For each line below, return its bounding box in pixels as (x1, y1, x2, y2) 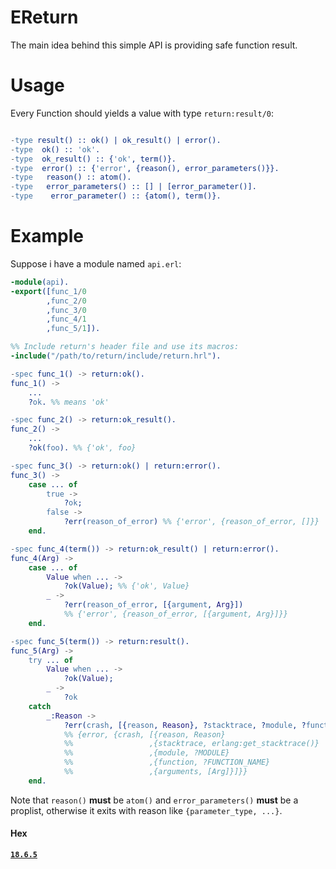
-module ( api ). (10, 277, 70, 287)
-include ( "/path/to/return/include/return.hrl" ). (10, 351, 222, 361)
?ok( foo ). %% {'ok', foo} (28, 443, 137, 453)
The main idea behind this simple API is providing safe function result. (10, 39, 298, 51)
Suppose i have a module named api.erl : (10, 257, 182, 270)
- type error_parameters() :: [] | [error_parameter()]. (10, 182, 257, 192)
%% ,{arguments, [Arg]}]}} (63, 767, 248, 777)
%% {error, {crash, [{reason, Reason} (63, 729, 226, 740)
